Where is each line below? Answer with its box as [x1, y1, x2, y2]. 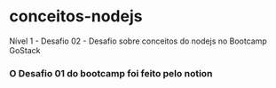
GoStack [9, 44, 42, 55]
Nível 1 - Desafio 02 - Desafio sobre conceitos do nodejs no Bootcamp [9, 36, 268, 46]
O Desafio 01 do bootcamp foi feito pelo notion [9, 67, 213, 79]
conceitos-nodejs [9, 6, 143, 27]
